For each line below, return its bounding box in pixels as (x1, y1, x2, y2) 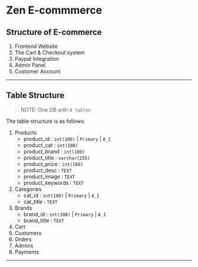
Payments (14, 248, 39, 255)
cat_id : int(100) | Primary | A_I (23, 191, 100, 198)
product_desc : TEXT (23, 167, 72, 174)
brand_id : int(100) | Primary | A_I (23, 210, 106, 217)
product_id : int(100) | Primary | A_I (23, 135, 111, 142)
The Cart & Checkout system (14, 49, 85, 56)
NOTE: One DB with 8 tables (20, 106, 91, 113)
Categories (14, 185, 42, 193)
